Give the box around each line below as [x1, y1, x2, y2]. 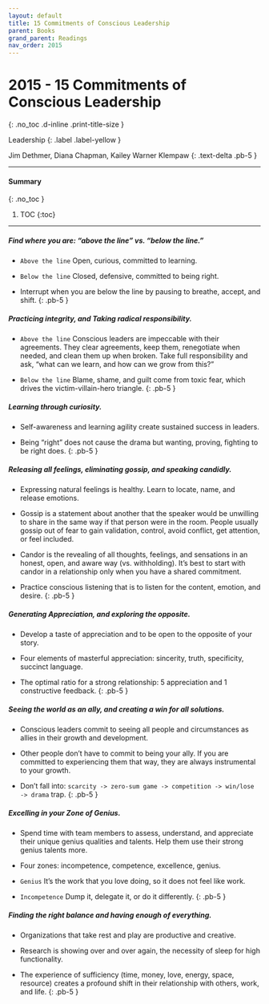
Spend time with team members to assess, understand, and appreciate [19, 829, 254, 838]
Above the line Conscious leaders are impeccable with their [19, 334, 220, 344]
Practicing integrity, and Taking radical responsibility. [8, 313, 192, 323]
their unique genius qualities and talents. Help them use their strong [19, 837, 244, 846]
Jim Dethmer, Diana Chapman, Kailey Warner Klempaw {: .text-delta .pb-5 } [8, 151, 258, 160]
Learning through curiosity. [8, 401, 102, 411]
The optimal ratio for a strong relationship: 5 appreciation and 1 [19, 678, 227, 687]
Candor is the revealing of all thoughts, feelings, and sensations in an [19, 550, 248, 559]
